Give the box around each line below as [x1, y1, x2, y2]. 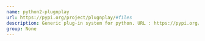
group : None [6, 25, 37, 32]
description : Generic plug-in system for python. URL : [6, 20, 151, 26]
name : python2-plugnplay [6, 8, 70, 15]
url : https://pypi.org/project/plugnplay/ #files [6, 14, 132, 20]
